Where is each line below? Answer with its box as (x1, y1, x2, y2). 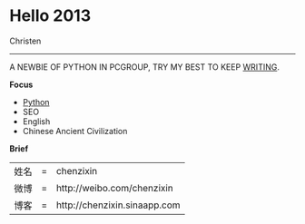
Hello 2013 (9, 5, 92, 26)
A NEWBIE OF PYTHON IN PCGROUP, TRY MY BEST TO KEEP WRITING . (9, 61, 280, 73)
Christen (9, 35, 42, 46)
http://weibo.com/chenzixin (55, 181, 174, 194)
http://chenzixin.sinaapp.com (55, 199, 181, 211)
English (22, 115, 51, 127)
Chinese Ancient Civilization (22, 125, 128, 136)
